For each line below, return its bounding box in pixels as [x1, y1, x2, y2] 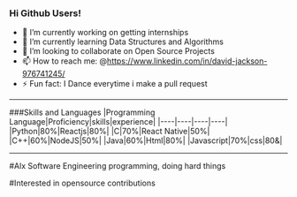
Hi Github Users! [9, 7, 82, 19]
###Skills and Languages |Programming [9, 107, 156, 117]
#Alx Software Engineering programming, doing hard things [9, 161, 226, 171]
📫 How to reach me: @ [21, 56, 108, 66]
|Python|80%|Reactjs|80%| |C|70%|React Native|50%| [9, 126, 210, 137]
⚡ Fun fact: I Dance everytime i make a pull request [21, 79, 208, 89]
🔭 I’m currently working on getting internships [21, 27, 189, 38]
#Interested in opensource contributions [9, 178, 156, 188]
